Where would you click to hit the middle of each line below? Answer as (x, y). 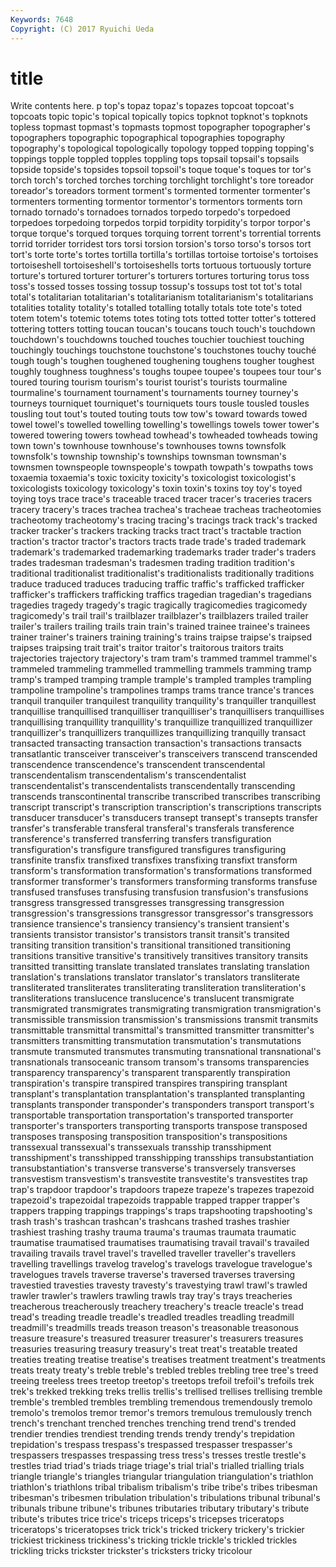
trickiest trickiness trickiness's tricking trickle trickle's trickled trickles (154, 1540)
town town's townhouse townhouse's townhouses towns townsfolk (148, 446)
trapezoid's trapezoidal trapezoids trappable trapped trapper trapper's (155, 1200)
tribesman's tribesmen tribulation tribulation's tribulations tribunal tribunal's (165, 1498)
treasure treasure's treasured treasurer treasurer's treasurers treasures (157, 1338)
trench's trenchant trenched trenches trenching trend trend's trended (153, 1423)
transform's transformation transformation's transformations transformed (161, 871)
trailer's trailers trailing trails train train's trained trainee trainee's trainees (160, 627)
